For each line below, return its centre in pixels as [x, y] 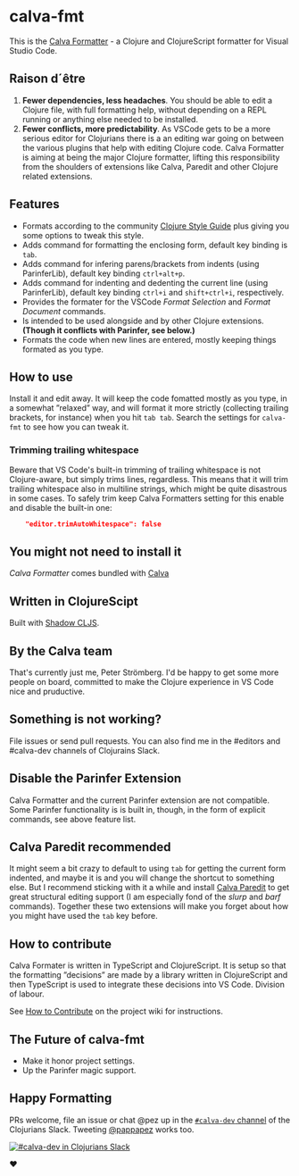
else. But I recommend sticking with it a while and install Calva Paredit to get [149, 888]
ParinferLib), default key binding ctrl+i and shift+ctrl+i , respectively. [153, 292]
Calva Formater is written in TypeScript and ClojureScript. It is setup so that [148, 965]
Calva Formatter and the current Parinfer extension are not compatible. [140, 800]
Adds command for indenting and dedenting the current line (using [145, 282]
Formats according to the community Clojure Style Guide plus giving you [156, 226]
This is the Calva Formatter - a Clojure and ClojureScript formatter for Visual [149, 41]
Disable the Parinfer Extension [96, 779]
